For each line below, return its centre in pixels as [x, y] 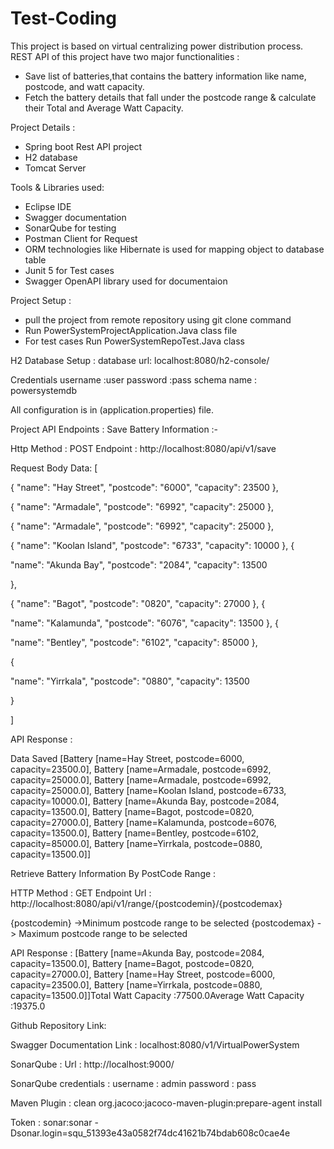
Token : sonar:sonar [51, 1122]
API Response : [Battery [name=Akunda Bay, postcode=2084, [137, 953]
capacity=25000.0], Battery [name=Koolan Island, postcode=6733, [148, 790]
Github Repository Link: [58, 1025]
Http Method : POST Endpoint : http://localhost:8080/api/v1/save [143, 448]
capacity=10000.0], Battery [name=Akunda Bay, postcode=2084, [145, 801]
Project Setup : [41, 300]
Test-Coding [63, 18]
